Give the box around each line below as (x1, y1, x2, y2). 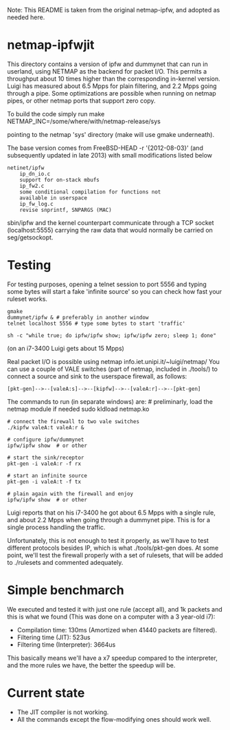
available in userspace (19, 194, 88, 202)
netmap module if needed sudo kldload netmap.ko (7, 405, 150, 413)
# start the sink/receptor (7, 454, 84, 461)
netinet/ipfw (7, 164, 45, 171)
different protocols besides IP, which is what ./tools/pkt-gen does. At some (7, 544, 219, 552)
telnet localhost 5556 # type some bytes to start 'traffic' (7, 320, 186, 327)
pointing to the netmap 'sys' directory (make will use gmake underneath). (7, 130, 215, 138)
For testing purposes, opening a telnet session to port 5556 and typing (7, 280, 207, 288)
